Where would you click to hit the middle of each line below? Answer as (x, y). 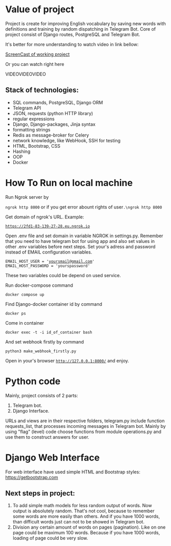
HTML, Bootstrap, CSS (36, 146)
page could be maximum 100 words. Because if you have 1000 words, (86, 533)
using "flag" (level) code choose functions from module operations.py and (83, 431)
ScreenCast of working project (38, 54)
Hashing (21, 151)
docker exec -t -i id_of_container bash (49, 332)
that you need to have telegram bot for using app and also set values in (80, 241)
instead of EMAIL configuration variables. (49, 252)
